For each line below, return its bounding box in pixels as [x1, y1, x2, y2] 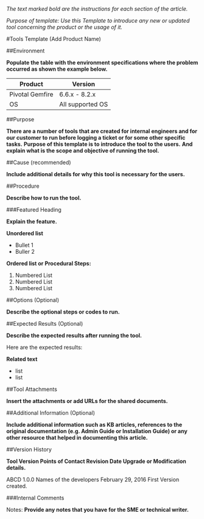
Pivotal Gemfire [9, 90, 54, 98]
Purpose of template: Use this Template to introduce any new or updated [6, 17, 190, 24]
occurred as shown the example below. [6, 65, 108, 73]
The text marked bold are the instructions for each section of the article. [6, 5, 188, 12]
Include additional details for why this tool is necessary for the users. [6, 171, 185, 177]
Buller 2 [15, 248, 35, 255]
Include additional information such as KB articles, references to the [6, 421, 183, 428]
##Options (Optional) [6, 296, 60, 304]
